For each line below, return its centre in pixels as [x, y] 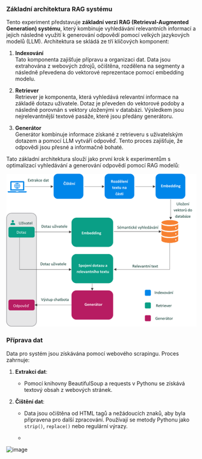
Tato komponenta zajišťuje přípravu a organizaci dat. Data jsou [93, 60]
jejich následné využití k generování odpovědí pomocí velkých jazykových [98, 35]
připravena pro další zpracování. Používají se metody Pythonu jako [107, 420]
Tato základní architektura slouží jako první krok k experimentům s [88, 159]
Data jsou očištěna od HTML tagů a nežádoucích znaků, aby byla [105, 413]
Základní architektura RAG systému [59, 9]
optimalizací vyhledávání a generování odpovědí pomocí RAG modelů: [93, 166]
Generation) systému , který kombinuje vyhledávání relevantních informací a [101, 28]
